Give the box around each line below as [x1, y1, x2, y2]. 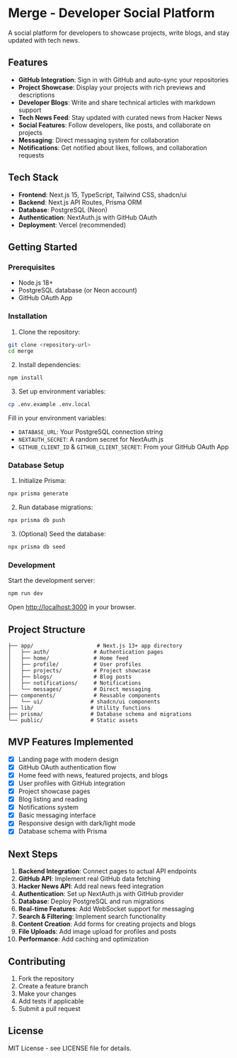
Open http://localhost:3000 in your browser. [8, 603, 137, 611]
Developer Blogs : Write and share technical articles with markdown [18, 98, 216, 107]
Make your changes [18, 989, 76, 998]
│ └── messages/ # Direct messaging [8, 685, 151, 693]
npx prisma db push [8, 517, 66, 524]
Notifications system [18, 803, 79, 812]
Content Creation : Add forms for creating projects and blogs [18, 920, 197, 928]
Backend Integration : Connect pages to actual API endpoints [18, 867, 197, 876]
